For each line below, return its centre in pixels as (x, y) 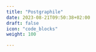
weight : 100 (21, 34)
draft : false (23, 23)
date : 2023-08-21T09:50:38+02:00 (48, 18)
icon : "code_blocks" (32, 29)
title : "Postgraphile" (35, 12)
